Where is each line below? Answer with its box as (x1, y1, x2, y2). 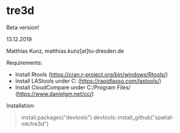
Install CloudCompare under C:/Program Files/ (15, 83, 131, 91)
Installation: (6, 101, 35, 109)
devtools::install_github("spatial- (93, 114, 175, 121)
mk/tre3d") (21, 120, 49, 128)
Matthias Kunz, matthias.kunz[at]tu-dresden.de (6, 47, 124, 55)
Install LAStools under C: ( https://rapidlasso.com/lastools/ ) (15, 77, 162, 84)
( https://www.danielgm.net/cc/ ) (15, 90, 94, 97)
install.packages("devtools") (21, 114, 93, 121)
